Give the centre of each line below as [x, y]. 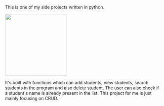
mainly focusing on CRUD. [32, 98]
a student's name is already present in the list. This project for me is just [78, 93]
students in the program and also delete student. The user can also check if [82, 88]
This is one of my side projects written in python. [55, 7]
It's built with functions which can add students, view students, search [77, 83]
